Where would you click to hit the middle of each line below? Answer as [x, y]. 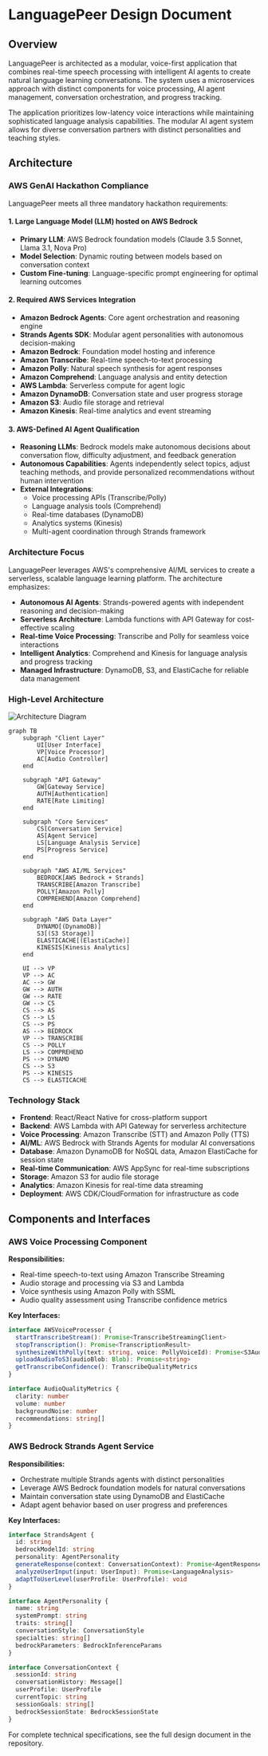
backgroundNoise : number [57, 1411]
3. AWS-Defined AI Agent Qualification [74, 429]
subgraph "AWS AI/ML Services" [75, 870]
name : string [37, 1608]
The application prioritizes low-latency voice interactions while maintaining [131, 112]
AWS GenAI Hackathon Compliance [79, 186]
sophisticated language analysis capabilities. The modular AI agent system [131, 121]
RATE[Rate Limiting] [71, 801]
